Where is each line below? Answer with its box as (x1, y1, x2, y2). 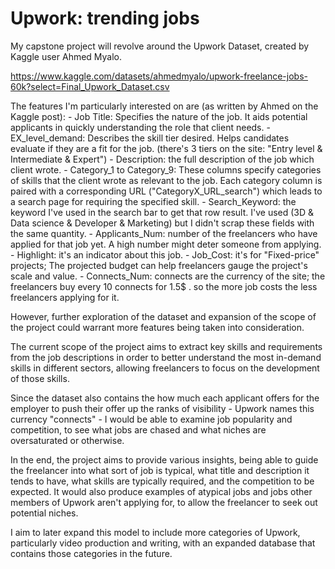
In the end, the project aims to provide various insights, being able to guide (10, 453, 319, 466)
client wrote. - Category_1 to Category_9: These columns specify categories (10, 163, 322, 176)
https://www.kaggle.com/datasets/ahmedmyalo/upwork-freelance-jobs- (10, 70, 308, 82)
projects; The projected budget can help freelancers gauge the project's (10, 259, 308, 271)
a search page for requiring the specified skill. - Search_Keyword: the (10, 195, 297, 207)
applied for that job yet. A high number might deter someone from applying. (10, 238, 322, 250)
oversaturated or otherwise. (10, 434, 125, 446)
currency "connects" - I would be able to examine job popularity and (10, 413, 293, 425)
